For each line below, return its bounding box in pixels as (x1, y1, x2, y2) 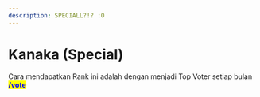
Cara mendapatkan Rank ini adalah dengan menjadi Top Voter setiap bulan (8, 72, 253, 81)
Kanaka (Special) (8, 45, 124, 63)
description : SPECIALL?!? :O (8, 11, 105, 20)
